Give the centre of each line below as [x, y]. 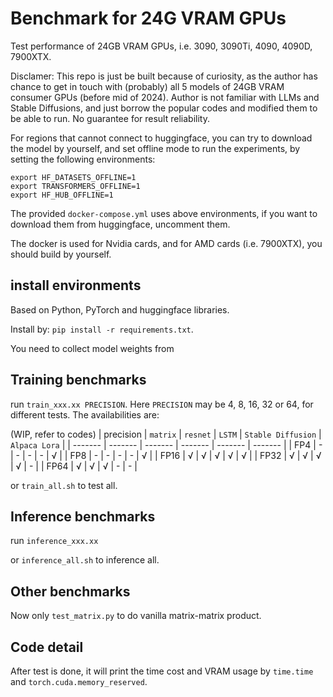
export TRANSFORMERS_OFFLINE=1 [75, 186]
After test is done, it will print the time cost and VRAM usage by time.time [162, 671]
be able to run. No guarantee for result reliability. [110, 118]
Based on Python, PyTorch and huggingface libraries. [120, 309]
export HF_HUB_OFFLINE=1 [62, 195]
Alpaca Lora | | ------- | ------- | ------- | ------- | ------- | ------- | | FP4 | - [166, 444]
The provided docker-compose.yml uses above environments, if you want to [164, 213]
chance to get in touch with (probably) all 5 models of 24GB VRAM [147, 86]
